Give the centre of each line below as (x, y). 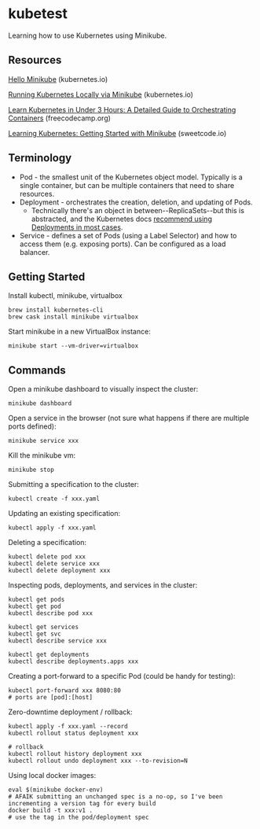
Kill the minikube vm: (42, 455)
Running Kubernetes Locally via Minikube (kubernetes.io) (101, 94)
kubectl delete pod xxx (47, 557)
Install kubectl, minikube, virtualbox (66, 296)
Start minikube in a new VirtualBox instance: (79, 332)
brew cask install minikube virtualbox (73, 317)
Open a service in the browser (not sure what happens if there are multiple (129, 418)
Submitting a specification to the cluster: (73, 485)
